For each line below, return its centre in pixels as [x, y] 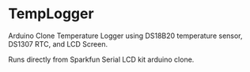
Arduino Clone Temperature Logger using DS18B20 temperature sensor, [125, 36]
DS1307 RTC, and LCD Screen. [58, 44]
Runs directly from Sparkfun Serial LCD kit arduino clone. [101, 59]
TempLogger [51, 14]
